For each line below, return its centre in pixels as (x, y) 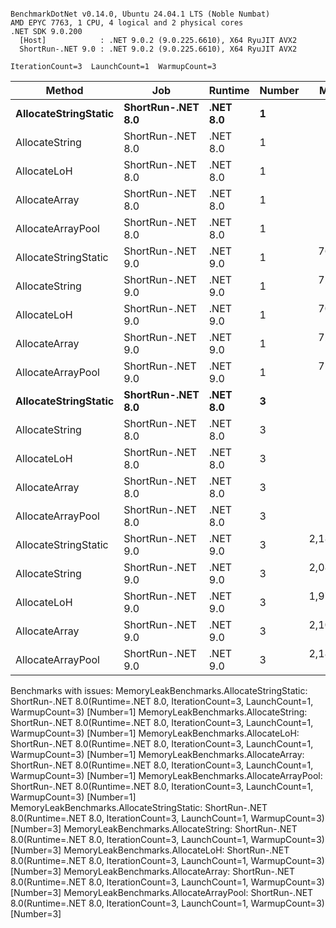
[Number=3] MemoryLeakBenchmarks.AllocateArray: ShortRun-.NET (153, 871)
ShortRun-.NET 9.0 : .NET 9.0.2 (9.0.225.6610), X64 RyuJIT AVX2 (158, 49)
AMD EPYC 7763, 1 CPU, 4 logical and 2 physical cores (127, 23)
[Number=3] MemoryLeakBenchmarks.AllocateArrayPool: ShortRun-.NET (162, 892)
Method (64, 90)
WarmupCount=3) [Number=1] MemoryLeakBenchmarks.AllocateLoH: (155, 733)
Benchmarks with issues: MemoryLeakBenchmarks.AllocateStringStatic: (159, 690)
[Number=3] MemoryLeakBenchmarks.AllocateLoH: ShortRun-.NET (150, 850)
